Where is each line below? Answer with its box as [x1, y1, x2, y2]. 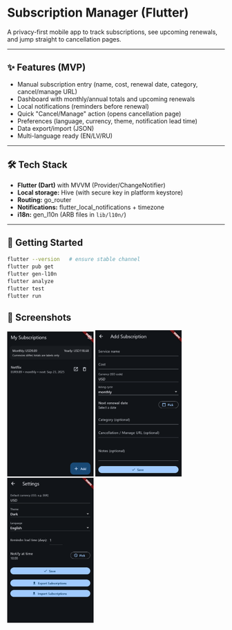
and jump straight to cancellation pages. [7, 35, 122, 43]
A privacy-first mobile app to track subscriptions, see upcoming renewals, [7, 28, 217, 36]
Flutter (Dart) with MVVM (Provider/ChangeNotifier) [17, 181, 166, 189]
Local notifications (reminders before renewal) [17, 102, 150, 110]
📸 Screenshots [7, 312, 72, 323]
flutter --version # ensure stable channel [7, 256, 140, 263]
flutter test [7, 285, 45, 292]
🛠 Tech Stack [7, 159, 68, 171]
